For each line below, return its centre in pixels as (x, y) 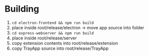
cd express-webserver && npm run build (53, 33)
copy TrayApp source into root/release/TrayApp (60, 48)
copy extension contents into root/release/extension (65, 43)
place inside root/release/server (44, 38)
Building (22, 9)
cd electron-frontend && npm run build (53, 23)
